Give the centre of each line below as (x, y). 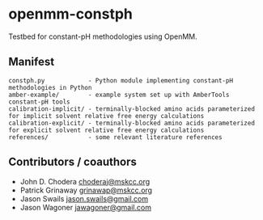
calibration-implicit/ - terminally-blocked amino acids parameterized (131, 109)
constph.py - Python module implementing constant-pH (121, 80)
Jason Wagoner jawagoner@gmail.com (86, 207)
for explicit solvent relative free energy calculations (106, 130)
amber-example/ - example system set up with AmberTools (119, 95)
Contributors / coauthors (73, 162)
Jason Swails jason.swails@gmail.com (84, 198)
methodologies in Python (50, 87)
